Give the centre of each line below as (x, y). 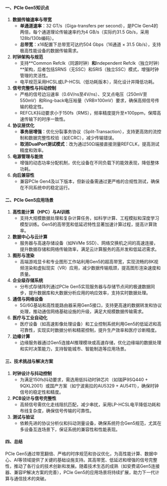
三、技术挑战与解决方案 (29, 361)
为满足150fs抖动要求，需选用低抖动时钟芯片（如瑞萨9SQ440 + (84, 379)
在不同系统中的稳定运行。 (46, 188)
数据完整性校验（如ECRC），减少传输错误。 (73, 138)
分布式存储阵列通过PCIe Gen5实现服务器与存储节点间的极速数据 (85, 287)
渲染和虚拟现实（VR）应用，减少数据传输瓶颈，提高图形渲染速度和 (92, 268)
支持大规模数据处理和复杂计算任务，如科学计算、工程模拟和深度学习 (89, 218)
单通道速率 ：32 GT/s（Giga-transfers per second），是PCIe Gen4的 (89, 26)
